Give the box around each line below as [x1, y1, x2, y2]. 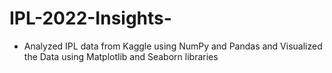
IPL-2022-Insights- [9, 7, 172, 30]
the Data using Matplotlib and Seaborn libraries [23, 50, 219, 62]
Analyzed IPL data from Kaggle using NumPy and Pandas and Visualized [23, 40, 323, 52]
